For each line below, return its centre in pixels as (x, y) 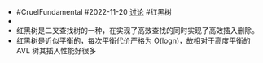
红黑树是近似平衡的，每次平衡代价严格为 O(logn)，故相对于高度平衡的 (133, 40)
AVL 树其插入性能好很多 (56, 50)
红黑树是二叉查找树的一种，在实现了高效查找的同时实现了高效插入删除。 (137, 30)
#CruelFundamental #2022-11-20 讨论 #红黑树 (94, 12)
